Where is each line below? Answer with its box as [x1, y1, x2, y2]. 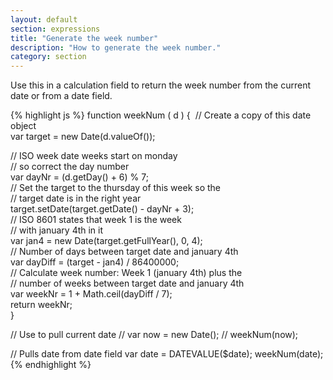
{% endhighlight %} [10, 359, 92, 371]
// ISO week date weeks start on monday [10, 150, 178, 162]
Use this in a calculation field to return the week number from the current [10, 79, 311, 91]
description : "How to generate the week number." [10, 42, 222, 53]
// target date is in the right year [10, 192, 142, 205]
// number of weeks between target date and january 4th [10, 277, 245, 290]
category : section [10, 52, 87, 62]
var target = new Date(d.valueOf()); [10, 131, 156, 143]
